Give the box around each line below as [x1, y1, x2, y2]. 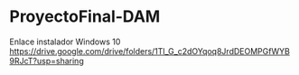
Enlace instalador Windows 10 [9, 36, 121, 47]
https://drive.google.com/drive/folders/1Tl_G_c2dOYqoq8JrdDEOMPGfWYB [9, 45, 291, 56]
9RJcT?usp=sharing [9, 55, 84, 66]
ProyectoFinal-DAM [9, 6, 161, 27]
